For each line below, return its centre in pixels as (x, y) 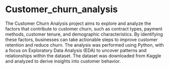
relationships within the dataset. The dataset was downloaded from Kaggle (83, 56)
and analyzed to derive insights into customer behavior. (63, 61)
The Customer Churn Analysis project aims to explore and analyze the (78, 23)
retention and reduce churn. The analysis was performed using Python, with (85, 45)
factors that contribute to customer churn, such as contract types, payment (84, 28)
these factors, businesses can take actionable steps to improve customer (81, 40)
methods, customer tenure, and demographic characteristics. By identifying (84, 34)
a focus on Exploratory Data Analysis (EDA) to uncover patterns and (76, 50)
